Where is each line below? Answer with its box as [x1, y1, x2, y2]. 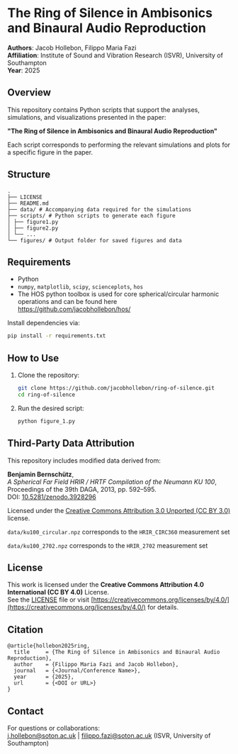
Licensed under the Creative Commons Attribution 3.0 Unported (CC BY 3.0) [7, 506, 231, 514]
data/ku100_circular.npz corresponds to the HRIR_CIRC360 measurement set [7, 527, 230, 536]
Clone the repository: [17, 371, 80, 380]
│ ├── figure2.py [7, 225, 59, 232]
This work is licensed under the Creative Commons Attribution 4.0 [7, 580, 204, 589]
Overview [7, 86, 52, 99]
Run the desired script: [17, 404, 84, 412]
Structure [7, 169, 51, 181]
